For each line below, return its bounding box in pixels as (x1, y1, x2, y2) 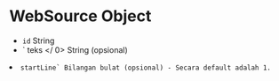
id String (21, 35, 55, 46)
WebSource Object (9, 6, 152, 26)
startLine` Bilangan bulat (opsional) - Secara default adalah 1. (20, 63, 272, 72)
